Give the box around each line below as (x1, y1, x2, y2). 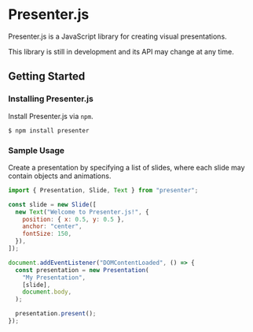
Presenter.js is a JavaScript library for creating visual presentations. (8, 32, 227, 41)
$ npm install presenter (8, 126, 90, 135)
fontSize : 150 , (22, 230, 72, 238)
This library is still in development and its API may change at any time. (8, 47, 234, 56)
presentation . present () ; (15, 310, 97, 318)
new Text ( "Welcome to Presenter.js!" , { (15, 207, 149, 216)
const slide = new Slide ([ (8, 200, 97, 208)
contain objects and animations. (8, 171, 112, 181)
